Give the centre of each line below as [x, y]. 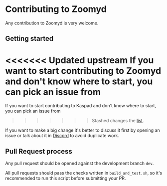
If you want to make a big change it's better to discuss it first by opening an [83, 130]
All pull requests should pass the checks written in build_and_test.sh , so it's [84, 173]
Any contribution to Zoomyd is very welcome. [52, 23]
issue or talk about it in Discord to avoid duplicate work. [62, 136]
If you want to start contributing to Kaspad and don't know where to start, [81, 106]
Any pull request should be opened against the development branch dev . [80, 164]
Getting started [29, 39]
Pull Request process [39, 151]
